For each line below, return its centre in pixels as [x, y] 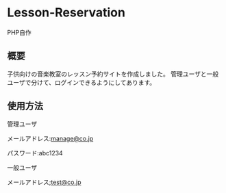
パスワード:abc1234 [35, 153]
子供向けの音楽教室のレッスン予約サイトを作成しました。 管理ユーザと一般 [113, 74]
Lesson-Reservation [66, 13]
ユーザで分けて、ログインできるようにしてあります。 [81, 82]
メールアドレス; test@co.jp [44, 182]
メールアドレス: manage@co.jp [50, 138]
